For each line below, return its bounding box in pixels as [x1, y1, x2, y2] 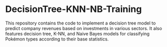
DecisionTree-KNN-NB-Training [5, 3, 142, 15]
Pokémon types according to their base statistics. [5, 36, 109, 42]
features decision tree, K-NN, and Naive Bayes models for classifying [5, 30, 150, 36]
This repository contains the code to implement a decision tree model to [5, 20, 156, 26]
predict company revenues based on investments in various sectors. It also [5, 25, 162, 31]
